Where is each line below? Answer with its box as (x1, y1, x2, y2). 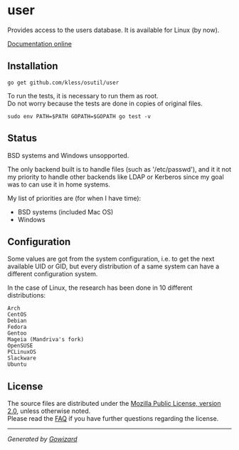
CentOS (7, 311, 27, 318)
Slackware (7, 355, 37, 362)
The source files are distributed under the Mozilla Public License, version (7, 399, 221, 408)
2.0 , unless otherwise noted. (7, 407, 91, 415)
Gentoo (7, 330, 27, 337)
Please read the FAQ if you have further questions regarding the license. (7, 414, 219, 423)
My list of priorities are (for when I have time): (7, 194, 142, 202)
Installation (7, 60, 58, 73)
